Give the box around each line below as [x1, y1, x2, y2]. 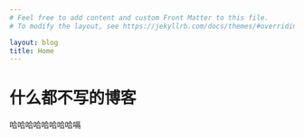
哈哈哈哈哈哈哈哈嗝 [9, 119, 81, 131]
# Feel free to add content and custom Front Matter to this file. [9, 13, 270, 23]
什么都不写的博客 [9, 87, 138, 108]
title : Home [9, 46, 54, 55]
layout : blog [9, 38, 59, 47]
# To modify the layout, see [9, 22, 119, 31]
